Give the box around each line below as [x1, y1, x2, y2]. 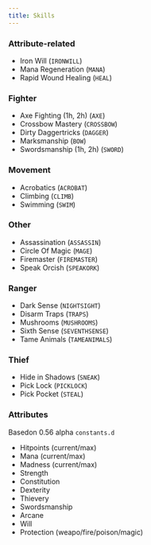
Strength [19, 468, 49, 477]
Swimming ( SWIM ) [19, 200, 76, 209]
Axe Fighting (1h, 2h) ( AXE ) [19, 111, 106, 120]
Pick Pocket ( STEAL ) [19, 389, 84, 399]
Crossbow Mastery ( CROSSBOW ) [19, 119, 118, 129]
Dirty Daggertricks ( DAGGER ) [19, 128, 109, 138]
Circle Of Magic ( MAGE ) [19, 246, 93, 255]
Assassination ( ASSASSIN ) [19, 237, 102, 247]
